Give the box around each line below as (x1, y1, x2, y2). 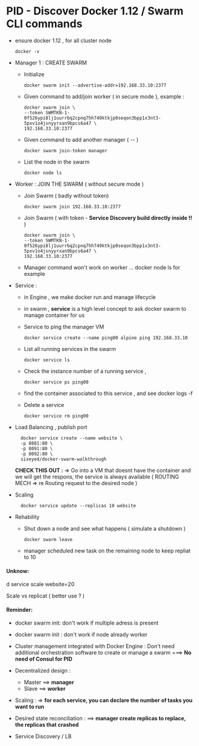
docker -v (14, 48, 40, 55)
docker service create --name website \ (20, 435, 123, 441)
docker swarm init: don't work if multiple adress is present (14, 619, 159, 626)
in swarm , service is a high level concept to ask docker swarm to (23, 305, 187, 312)
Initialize (23, 70, 45, 78)
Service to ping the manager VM (23, 323, 104, 330)
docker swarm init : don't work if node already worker (14, 631, 148, 638)
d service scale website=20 (6, 581, 75, 588)
